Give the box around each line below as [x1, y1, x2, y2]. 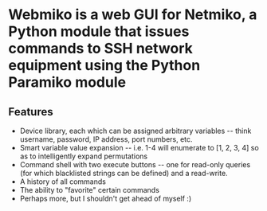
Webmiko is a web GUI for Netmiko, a [8, 6, 257, 24]
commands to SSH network [8, 40, 194, 57]
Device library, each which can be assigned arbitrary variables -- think [19, 126, 252, 135]
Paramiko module [8, 73, 126, 92]
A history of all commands [19, 177, 106, 186]
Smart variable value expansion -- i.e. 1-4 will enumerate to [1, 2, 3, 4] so [19, 143, 259, 152]
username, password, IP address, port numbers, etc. [19, 135, 193, 144]
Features [8, 105, 53, 119]
